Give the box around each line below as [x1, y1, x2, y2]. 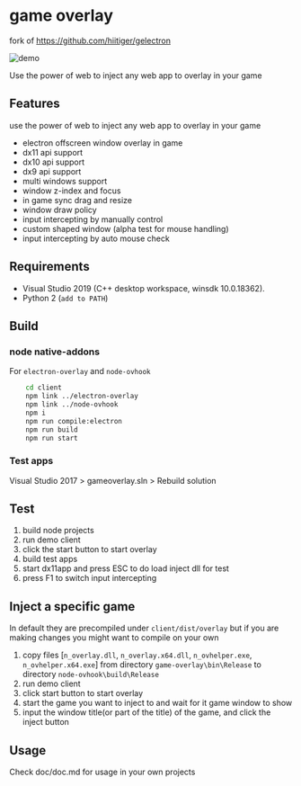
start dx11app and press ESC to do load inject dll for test [22, 563, 229, 574]
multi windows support [22, 175, 108, 186]
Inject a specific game [9, 599, 136, 614]
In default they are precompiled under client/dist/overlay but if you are [9, 622, 279, 634]
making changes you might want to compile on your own [9, 632, 219, 643]
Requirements [9, 259, 90, 274]
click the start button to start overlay [22, 544, 157, 555]
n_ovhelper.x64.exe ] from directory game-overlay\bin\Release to [22, 659, 262, 670]
